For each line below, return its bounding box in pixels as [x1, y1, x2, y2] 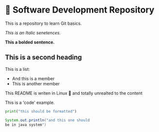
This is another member [12, 81, 60, 86]
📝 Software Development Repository [5, 4, 155, 16]
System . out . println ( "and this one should [5, 117, 90, 123]
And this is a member [12, 75, 55, 82]
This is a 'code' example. [5, 99, 55, 105]
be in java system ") [5, 122, 47, 127]
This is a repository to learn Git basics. [5, 20, 82, 26]
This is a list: [5, 66, 30, 72]
